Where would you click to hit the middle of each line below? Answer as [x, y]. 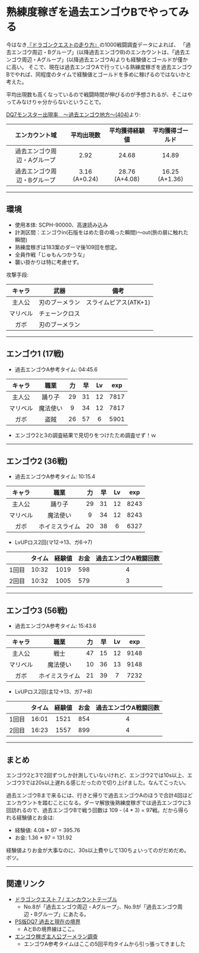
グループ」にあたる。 [63, 914]
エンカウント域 [36, 135]
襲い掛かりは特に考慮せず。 [48, 262]
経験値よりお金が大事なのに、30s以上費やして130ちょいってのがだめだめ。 [98, 850]
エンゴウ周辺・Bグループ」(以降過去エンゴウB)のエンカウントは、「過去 [98, 52]
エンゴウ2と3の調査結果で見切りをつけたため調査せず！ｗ [85, 435]
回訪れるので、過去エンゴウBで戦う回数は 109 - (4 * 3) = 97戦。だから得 [95, 810]
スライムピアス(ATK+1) [118, 302]
